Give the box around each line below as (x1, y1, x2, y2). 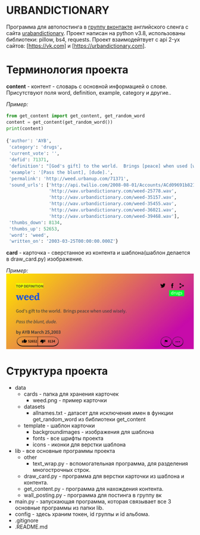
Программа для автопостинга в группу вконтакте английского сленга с (6, 23, 189, 30)
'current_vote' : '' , (8, 151, 60, 157)
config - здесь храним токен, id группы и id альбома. (14, 510, 150, 518)
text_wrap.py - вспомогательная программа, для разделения (32, 459, 189, 467)
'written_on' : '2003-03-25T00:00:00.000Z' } (8, 239, 118, 245)
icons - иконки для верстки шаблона (32, 441, 126, 448)
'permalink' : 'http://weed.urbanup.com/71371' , (8, 176, 129, 182)
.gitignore (14, 517, 39, 524)
